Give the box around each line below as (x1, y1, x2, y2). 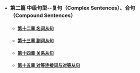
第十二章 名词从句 (17, 25, 54, 31)
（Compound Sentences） (9, 11, 76, 18)
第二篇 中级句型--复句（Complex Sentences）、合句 (9, 4, 135, 11)
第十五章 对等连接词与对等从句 (17, 62, 80, 68)
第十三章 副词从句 (17, 37, 54, 43)
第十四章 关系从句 (17, 50, 54, 56)
